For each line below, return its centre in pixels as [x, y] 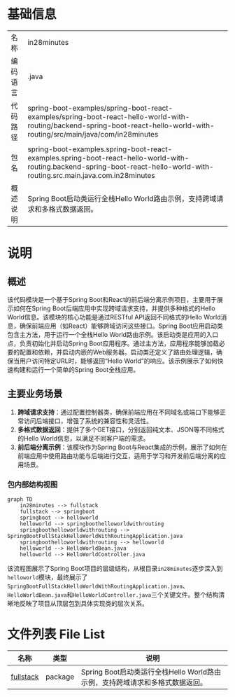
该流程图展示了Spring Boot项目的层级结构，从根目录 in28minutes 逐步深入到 [115, 569]
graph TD [20, 499]
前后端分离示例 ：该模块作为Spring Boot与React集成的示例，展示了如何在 [122, 447]
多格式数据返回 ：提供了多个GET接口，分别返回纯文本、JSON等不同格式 [121, 429]
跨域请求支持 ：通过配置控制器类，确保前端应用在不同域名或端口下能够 [119, 412]
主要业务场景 [35, 394]
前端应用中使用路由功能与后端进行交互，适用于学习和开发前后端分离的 [119, 455]
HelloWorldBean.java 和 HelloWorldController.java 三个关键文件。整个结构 [113, 595]
